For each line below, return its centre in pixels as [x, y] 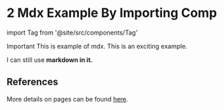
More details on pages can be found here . [67, 99]
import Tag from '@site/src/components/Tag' [72, 32]
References [32, 82]
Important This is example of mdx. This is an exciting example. [97, 46]
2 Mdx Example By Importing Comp [112, 13]
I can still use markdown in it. [50, 60]
